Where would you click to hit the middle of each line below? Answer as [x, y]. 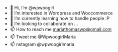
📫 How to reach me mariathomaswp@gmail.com [61, 29]
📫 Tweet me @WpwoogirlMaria [43, 37]
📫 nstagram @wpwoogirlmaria [42, 44]
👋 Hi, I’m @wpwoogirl [32, 8]
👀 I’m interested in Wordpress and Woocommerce [61, 13]
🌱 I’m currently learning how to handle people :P [60, 18]
